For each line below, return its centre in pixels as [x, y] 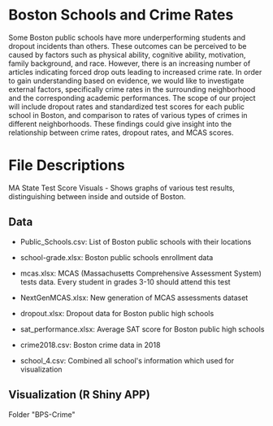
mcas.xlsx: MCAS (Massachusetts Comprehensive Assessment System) [141, 273]
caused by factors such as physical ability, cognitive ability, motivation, [127, 54]
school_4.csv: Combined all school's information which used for [127, 360]
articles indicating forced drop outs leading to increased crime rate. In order [135, 72]
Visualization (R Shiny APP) [79, 395]
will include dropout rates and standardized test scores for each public [127, 106]
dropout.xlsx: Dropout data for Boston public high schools [117, 313]
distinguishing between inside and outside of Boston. [97, 196]
